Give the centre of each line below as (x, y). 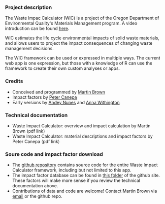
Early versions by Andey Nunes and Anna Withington (66, 102)
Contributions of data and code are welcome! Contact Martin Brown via (84, 191)
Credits (14, 81)
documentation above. (35, 186)
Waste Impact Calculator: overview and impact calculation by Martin (82, 126)
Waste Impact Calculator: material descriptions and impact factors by (82, 136)
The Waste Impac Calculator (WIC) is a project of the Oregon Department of (82, 18)
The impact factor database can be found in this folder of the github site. (86, 175)
